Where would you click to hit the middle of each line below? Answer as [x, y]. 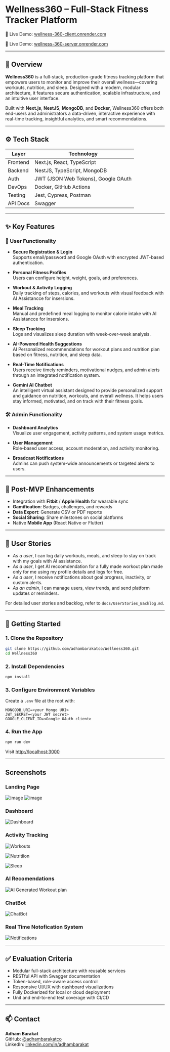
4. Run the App [24, 732]
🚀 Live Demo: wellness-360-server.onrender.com [57, 43]
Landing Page [23, 786]
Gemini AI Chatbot [32, 385]
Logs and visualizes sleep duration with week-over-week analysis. [81, 334]
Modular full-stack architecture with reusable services [69, 971]
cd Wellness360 [21, 653]
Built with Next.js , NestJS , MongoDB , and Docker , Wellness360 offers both [84, 108]
